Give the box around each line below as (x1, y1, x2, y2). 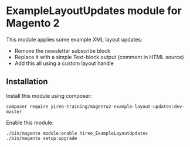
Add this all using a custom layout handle (14, 60, 114, 67)
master (6, 108, 22, 115)
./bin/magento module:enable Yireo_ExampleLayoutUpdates (6, 130, 148, 136)
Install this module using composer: (6, 92, 92, 99)
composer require (6, 104, 49, 110)
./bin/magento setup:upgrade (6, 135, 77, 141)
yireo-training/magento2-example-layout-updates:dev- (50, 104, 185, 110)
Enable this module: (6, 119, 54, 126)
